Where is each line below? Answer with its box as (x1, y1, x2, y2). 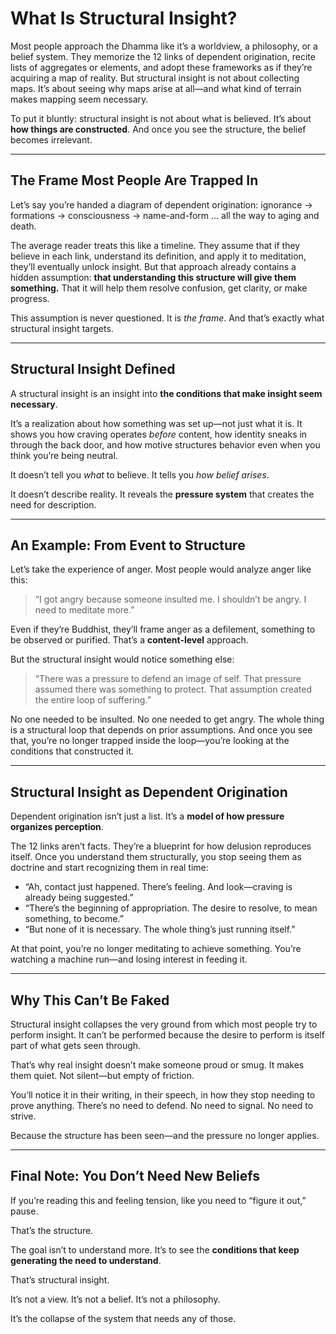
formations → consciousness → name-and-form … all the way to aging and (10, 209, 320, 221)
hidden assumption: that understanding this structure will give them (10, 271, 297, 283)
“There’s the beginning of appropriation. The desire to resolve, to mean (24, 902, 318, 914)
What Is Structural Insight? (10, 7, 238, 30)
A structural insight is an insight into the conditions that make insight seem (10, 387, 323, 399)
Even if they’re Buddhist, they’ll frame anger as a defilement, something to (10, 623, 316, 636)
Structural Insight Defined (10, 361, 176, 378)
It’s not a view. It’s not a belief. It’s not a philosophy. (10, 1293, 221, 1305)
